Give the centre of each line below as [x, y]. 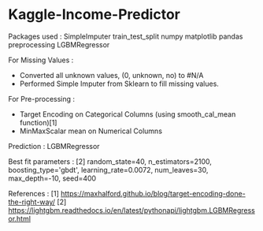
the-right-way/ [32, 202]
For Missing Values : [41, 60]
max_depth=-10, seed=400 [52, 178]
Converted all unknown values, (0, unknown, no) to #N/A [111, 75]
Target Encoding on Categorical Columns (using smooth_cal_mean [128, 114]
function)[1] [38, 122]
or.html [20, 218]
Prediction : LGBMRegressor [54, 146]
